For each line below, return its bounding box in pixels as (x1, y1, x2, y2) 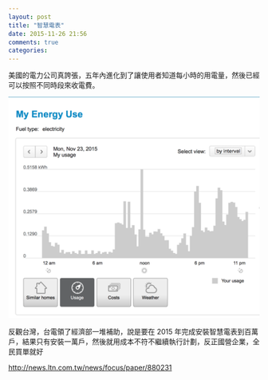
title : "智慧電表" (8, 21, 65, 30)
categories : (8, 46, 48, 55)
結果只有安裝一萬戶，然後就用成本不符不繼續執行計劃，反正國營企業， (22, 337, 253, 346)
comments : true (8, 38, 59, 46)
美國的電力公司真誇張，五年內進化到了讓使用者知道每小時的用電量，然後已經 (8, 70, 260, 80)
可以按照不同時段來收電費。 (8, 81, 100, 90)
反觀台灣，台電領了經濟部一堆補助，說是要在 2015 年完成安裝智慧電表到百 (8, 327, 252, 337)
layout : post (8, 13, 52, 21)
